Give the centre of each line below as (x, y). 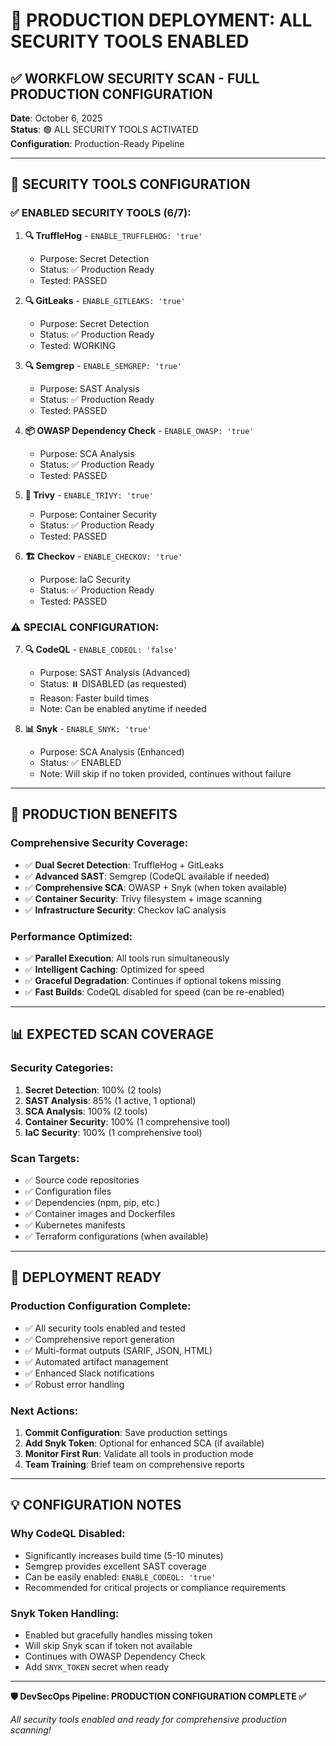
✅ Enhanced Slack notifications (89, 1373)
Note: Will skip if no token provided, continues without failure (165, 773)
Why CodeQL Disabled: (68, 1534)
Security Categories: (62, 1068)
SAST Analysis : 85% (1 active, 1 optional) (110, 1100)
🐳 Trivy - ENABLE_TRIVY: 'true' (89, 495)
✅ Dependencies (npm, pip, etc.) (92, 1202)
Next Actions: (44, 1411)
